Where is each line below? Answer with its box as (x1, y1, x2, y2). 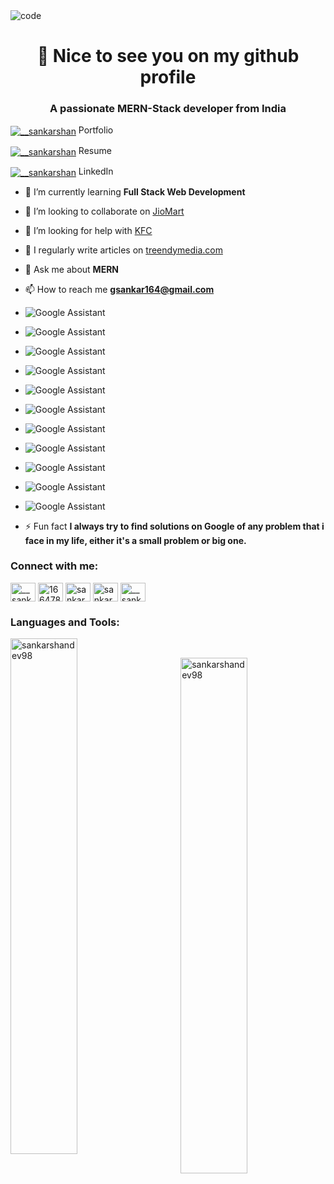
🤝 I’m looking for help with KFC (24, 224, 153, 236)
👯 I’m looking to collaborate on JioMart (24, 205, 185, 217)
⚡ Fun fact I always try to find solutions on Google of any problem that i (24, 520, 325, 532)
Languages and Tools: (10, 615, 120, 629)
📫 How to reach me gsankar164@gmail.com (24, 283, 215, 295)
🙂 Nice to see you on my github (36, 45, 300, 68)
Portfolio (78, 124, 114, 136)
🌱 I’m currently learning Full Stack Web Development (24, 185, 246, 198)
